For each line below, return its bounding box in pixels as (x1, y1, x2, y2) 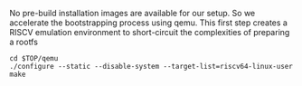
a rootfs (9, 36, 39, 47)
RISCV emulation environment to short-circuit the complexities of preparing (9, 27, 290, 37)
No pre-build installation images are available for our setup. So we (9, 8, 256, 18)
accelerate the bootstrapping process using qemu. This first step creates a (9, 17, 288, 28)
